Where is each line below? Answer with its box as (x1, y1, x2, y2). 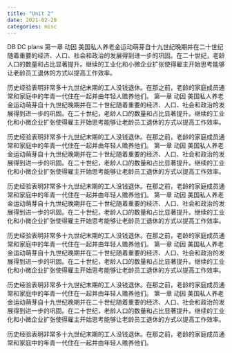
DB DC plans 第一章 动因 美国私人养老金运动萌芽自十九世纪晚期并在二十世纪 (7, 43, 224, 51)
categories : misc (7, 23, 57, 30)
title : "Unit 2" (7, 10, 54, 17)
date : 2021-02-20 (7, 17, 57, 24)
